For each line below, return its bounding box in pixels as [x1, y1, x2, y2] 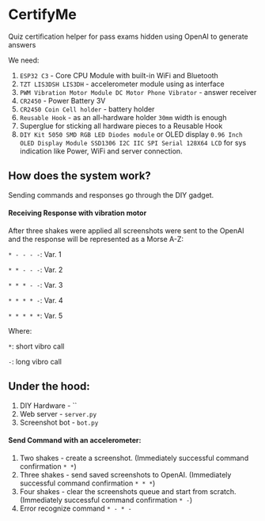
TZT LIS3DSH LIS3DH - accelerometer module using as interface [19, 79, 225, 89]
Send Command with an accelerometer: [8, 436, 142, 445]
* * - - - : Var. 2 [8, 265, 63, 274]
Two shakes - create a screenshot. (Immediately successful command [19, 453, 249, 462]
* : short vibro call [8, 342, 65, 351]
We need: [8, 55, 40, 65]
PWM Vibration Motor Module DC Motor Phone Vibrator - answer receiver [19, 87, 257, 96]
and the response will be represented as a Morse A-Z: [8, 234, 184, 244]
